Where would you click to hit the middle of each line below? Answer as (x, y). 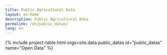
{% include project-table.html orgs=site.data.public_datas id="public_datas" (84, 42)
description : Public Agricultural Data (47, 19)
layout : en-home (22, 14)
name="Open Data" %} (29, 48)
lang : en (14, 28)
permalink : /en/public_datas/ (37, 24)
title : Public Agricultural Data (40, 10)
